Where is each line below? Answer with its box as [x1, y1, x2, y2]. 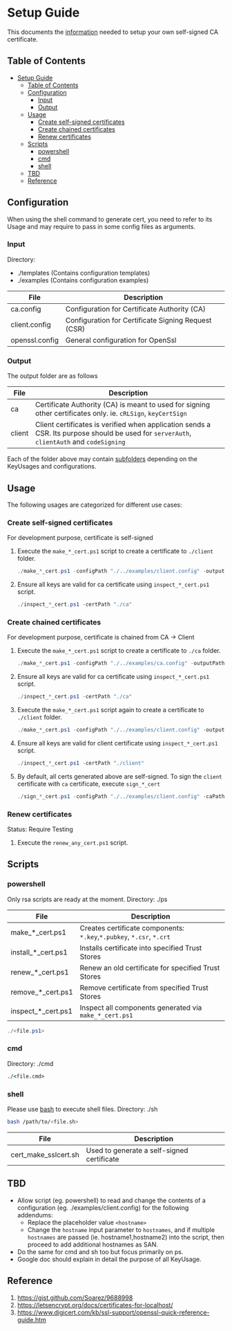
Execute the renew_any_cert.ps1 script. [17, 838, 128, 846]
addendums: [17, 1211, 53, 1219]
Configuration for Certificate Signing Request [65, 315, 212, 325]
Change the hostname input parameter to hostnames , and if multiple [27, 1225, 215, 1233]
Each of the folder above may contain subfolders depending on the [7, 455, 198, 463]
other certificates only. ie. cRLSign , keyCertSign [35, 408, 188, 418]
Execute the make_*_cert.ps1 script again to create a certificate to [17, 706, 204, 714]
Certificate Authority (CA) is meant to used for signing [35, 400, 211, 410]
